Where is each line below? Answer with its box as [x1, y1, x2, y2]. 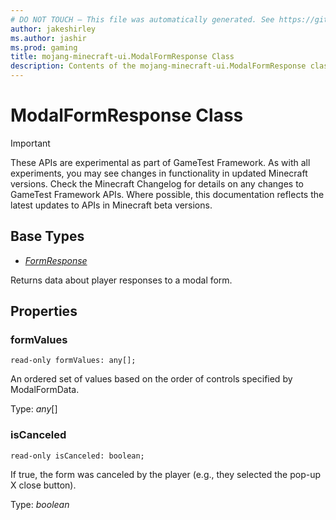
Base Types [10, 228, 85, 245]
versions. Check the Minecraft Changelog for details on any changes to [10, 177, 304, 190]
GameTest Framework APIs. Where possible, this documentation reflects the [10, 188, 325, 200]
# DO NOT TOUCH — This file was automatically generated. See [10, 14, 275, 25]
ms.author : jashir [10, 33, 87, 43]
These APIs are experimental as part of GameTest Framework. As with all [10, 156, 311, 168]
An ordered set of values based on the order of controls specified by [10, 373, 293, 385]
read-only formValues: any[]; [10, 356, 137, 366]
